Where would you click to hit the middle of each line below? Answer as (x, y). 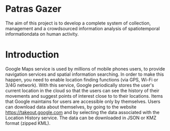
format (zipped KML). (28, 123)
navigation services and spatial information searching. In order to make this (85, 74)
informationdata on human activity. (42, 34)
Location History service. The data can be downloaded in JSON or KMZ (81, 118)
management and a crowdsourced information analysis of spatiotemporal (83, 28)
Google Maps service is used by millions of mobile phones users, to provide (85, 69)
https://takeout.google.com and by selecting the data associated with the (82, 112)
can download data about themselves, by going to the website (71, 107)
